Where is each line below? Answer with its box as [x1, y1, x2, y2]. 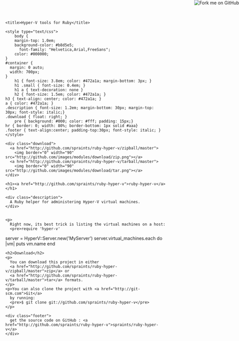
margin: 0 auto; [10, 65, 44, 70]
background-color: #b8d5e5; [14, 42, 74, 48]
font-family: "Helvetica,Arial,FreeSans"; [18, 47, 111, 52]
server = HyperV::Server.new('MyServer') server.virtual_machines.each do [5, 236, 162, 241]
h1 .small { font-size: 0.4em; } [14, 83, 86, 88]
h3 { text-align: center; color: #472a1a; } [5, 96, 102, 101]
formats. [64, 278, 83, 283]
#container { [5, 60, 33, 66]
